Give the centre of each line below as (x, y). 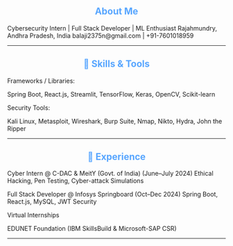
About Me (116, 11)
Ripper (17, 129)
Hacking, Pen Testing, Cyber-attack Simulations (76, 181)
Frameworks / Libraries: (41, 81)
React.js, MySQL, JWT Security (52, 202)
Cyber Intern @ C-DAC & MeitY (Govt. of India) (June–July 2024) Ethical (110, 174)
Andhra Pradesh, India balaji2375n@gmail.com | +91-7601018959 (101, 35)
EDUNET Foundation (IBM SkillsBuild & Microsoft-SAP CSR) (92, 229)
